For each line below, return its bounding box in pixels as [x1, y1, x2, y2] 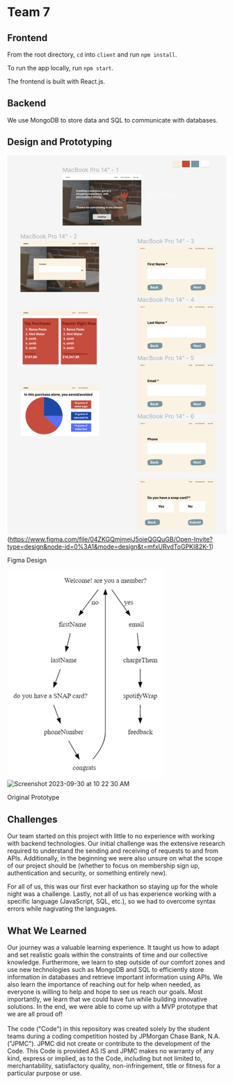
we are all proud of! [7, 1010, 63, 1019]
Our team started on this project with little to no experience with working [7, 832, 215, 840]
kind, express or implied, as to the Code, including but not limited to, [7, 1054, 203, 1062]
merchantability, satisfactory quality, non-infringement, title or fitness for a [7, 1062, 220, 1070]
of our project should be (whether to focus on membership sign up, [7, 861, 200, 870]
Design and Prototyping [7, 136, 113, 148]
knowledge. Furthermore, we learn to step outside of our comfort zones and [7, 958, 225, 966]
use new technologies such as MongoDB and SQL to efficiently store [7, 966, 204, 974]
